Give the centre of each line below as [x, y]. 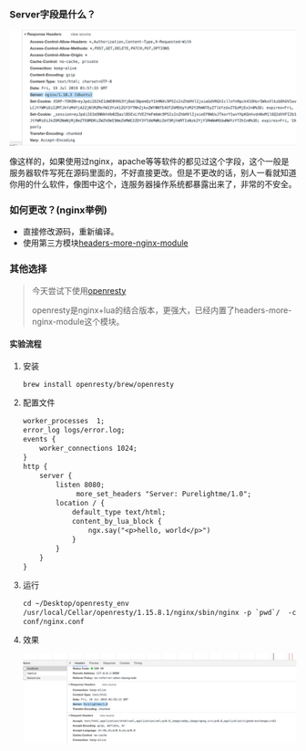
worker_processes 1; [63, 421]
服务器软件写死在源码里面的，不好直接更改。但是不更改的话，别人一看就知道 [153, 173]
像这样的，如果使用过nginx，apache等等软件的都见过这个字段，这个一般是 [149, 162]
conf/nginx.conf [53, 621]
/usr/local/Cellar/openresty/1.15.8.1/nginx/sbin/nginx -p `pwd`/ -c [159, 612]
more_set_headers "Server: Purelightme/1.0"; [164, 494]
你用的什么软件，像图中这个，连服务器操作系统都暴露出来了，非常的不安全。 [153, 184]
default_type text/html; [119, 512]
